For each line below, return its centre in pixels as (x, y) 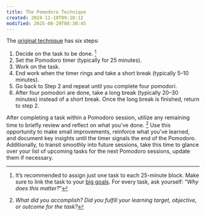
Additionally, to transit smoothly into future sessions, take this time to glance (103, 144)
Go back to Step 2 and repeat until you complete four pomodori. (96, 86)
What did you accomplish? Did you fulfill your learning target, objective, (106, 200)
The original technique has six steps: (53, 41)
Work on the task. (37, 67)
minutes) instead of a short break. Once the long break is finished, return (107, 99)
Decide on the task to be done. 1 (56, 53)
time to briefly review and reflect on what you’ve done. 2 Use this (89, 125)
